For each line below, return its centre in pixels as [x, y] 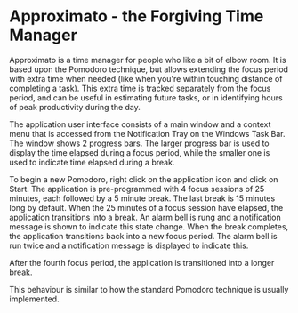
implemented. [34, 299]
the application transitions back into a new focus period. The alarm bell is [143, 236]
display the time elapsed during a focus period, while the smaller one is [140, 152]
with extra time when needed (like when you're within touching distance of [146, 78]
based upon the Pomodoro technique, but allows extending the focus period [149, 69]
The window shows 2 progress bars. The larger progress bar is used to [139, 143]
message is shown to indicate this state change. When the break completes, [149, 226]
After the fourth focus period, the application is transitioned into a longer [142, 262]
